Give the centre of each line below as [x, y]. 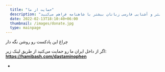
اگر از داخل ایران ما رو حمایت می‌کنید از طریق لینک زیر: [56, 51]
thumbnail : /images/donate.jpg [42, 23]
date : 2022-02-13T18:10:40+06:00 [44, 19]
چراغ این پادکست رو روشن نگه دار [37, 42]
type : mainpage [25, 28]
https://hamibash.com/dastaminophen [46, 56]
